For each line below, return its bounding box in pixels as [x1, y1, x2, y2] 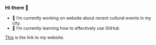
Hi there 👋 [5, 4, 29, 11]
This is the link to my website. [5, 34, 65, 40]
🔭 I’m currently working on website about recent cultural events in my [12, 15, 152, 21]
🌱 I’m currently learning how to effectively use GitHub [12, 25, 120, 31]
